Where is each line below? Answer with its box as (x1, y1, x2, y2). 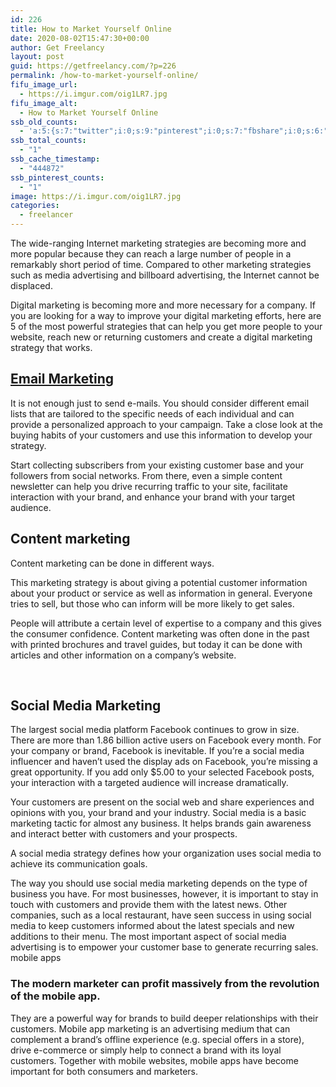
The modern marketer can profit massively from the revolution (10, 977, 320, 991)
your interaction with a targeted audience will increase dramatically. (10, 777, 289, 789)
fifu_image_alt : (10, 98, 78, 108)
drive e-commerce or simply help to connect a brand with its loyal (10, 1044, 282, 1056)
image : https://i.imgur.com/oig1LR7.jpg (10, 191, 182, 201)
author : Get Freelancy (10, 42, 105, 53)
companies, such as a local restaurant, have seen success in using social (10, 909, 312, 921)
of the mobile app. (10, 989, 101, 1003)
